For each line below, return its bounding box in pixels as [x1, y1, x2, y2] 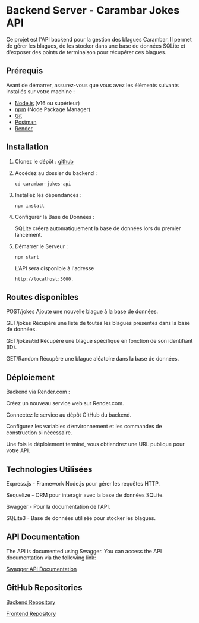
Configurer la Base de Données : [14, 213, 95, 220]
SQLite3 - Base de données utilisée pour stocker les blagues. [6, 515, 156, 521]
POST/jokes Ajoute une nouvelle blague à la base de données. [6, 308, 159, 315]
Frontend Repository [6, 610, 56, 617]
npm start [14, 254, 40, 260]
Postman [14, 118, 37, 126]
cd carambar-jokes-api [14, 181, 71, 187]
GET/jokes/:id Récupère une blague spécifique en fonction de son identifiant [6, 337, 193, 345]
